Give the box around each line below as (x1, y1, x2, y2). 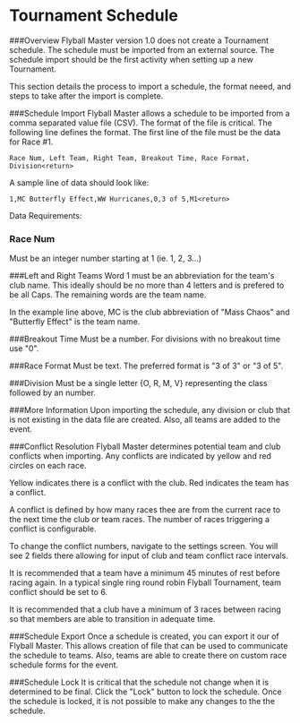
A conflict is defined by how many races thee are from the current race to (9, 504, 280, 515)
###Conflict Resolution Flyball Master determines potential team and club (9, 441, 281, 452)
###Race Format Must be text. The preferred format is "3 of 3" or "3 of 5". (9, 360, 284, 372)
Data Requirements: (9, 210, 82, 220)
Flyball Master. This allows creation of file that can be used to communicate (9, 641, 288, 651)
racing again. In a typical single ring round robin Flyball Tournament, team (9, 577, 282, 588)
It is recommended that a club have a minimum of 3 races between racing (9, 604, 282, 615)
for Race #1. (9, 136, 54, 147)
